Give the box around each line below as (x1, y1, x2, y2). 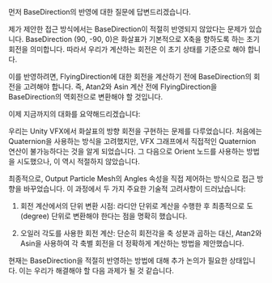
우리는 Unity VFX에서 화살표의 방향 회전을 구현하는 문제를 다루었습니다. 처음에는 (8, 126, 263, 136)
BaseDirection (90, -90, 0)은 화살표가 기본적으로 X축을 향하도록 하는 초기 (25, 35, 261, 44)
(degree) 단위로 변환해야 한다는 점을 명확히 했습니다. (19, 211, 188, 221)
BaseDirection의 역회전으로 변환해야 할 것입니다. (8, 92, 164, 101)
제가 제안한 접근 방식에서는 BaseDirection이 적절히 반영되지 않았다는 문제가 (8, 24, 248, 34)
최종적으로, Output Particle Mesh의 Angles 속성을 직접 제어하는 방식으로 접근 (8, 174, 255, 184)
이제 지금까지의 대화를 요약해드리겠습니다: (8, 109, 141, 119)
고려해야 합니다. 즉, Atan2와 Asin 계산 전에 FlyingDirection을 (23, 82, 218, 91)
